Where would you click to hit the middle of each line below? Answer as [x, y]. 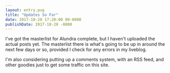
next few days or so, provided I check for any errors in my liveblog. [76, 50]
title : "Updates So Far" [32, 15]
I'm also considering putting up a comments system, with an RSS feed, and [85, 60]
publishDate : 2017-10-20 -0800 [39, 24]
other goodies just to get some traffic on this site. [57, 65]
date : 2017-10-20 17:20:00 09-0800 [43, 19]
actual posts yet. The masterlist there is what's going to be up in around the [85, 44]
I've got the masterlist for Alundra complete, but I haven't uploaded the [80, 39]
